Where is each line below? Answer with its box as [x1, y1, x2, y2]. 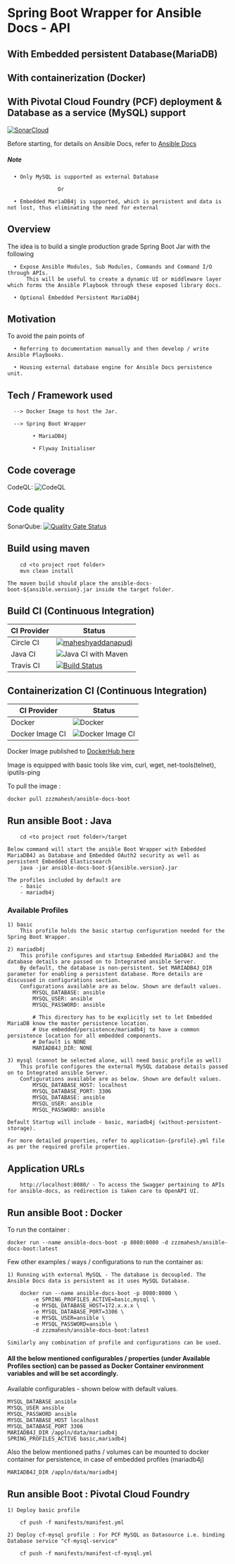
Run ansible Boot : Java [7, 815, 113, 827]
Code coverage [7, 464, 76, 476]
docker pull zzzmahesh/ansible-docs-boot [7, 796, 131, 803]
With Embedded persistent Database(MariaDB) [7, 48, 218, 60]
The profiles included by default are [7, 877, 121, 884]
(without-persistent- [158, 1119, 222, 1126]
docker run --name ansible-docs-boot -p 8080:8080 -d [7, 1239, 169, 1246]
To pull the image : [7, 782, 61, 791]
